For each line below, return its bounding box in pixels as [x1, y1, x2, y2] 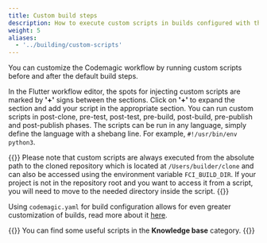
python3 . [8, 137, 36, 147]
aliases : [8, 33, 37, 42]
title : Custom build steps [8, 11, 98, 20]
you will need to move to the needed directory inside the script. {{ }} [8, 187, 229, 196]
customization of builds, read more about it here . [8, 210, 168, 220]
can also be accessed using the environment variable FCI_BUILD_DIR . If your [8, 170, 257, 179]
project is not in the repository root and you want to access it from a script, [8, 178, 253, 187]
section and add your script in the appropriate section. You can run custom [8, 104, 254, 114]
